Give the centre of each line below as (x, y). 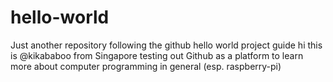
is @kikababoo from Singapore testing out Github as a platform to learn (157, 55)
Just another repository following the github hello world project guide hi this (166, 45)
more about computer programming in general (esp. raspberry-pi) (146, 66)
